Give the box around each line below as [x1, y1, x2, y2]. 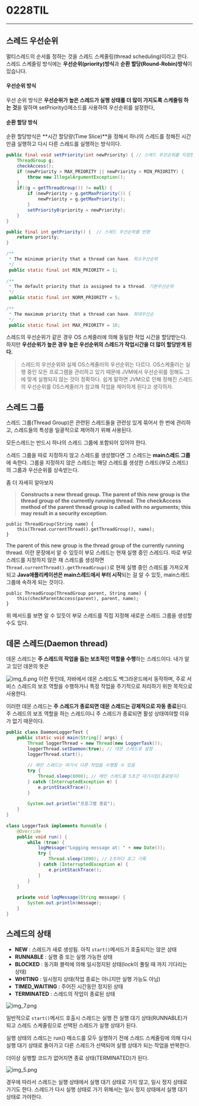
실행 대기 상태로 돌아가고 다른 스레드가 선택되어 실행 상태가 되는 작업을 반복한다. [6, 1041, 191, 1049]
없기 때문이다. [12, 717, 44, 724]
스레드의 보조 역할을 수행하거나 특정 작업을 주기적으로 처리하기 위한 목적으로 [17, 682, 193, 690]
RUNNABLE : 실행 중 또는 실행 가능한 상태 [14, 953, 113, 960]
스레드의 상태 [6, 929, 52, 939]
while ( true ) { [27, 839, 65, 845]
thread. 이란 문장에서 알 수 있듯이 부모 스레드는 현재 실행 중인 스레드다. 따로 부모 [6, 549, 192, 556]
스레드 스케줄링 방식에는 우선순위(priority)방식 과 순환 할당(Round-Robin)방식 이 [6, 60, 192, 67]
